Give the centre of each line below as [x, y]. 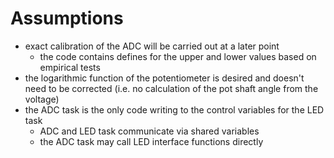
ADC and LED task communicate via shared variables [149, 131]
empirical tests [70, 67]
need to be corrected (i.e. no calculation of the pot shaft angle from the [171, 88]
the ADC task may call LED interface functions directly [151, 141]
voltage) [42, 99]
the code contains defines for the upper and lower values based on [178, 56]
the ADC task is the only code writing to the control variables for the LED [174, 109]
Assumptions [67, 18]
